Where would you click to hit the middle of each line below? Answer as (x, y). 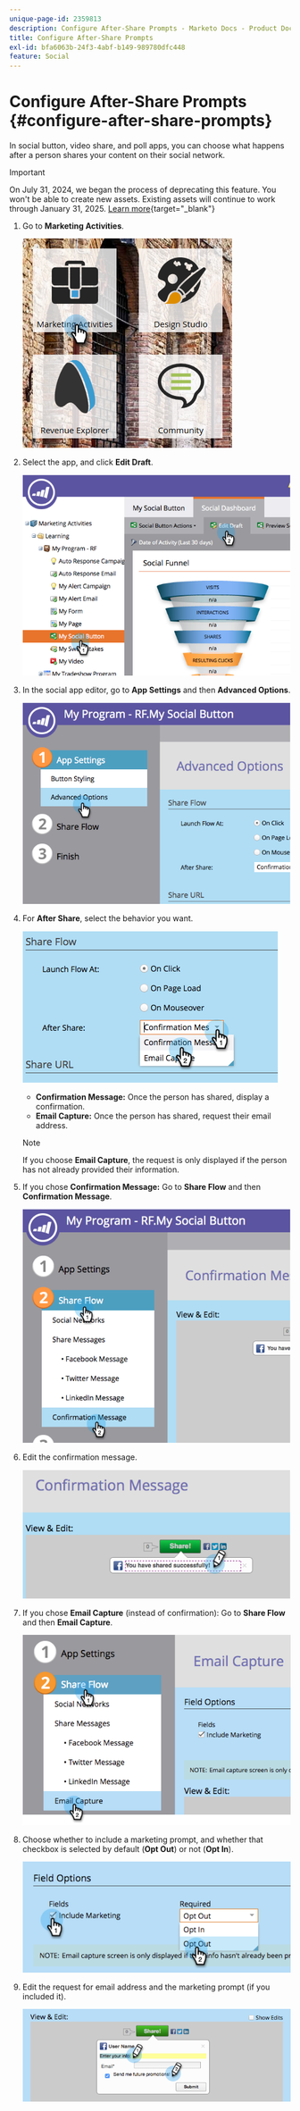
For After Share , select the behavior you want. (108, 918)
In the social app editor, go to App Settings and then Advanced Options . (156, 690)
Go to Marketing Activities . (73, 226)
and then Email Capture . (67, 1622)
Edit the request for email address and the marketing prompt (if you (146, 1987)
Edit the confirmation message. (79, 1457)
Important (27, 172)
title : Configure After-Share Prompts (81, 38)
